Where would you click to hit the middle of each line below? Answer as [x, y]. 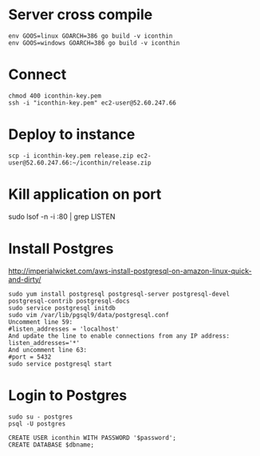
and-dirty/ [25, 279]
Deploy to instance [72, 135]
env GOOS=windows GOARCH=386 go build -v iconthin [94, 43]
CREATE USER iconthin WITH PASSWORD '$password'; [93, 438]
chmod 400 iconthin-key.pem [55, 96]
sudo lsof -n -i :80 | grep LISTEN [62, 216]
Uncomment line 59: [41, 322]
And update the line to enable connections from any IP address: [119, 336]
